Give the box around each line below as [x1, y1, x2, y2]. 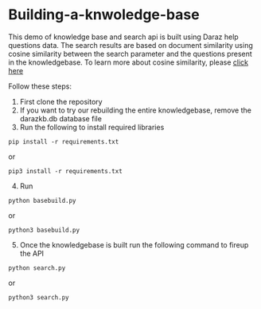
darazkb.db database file [19, 113, 102, 123]
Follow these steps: [8, 81, 72, 91]
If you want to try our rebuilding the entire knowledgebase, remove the [19, 105, 252, 115]
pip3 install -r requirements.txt [8, 167, 123, 175]
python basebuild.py [8, 196, 77, 204]
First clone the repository [19, 97, 103, 106]
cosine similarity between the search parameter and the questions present [8, 49, 252, 58]
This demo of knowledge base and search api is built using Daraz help [8, 32, 239, 42]
